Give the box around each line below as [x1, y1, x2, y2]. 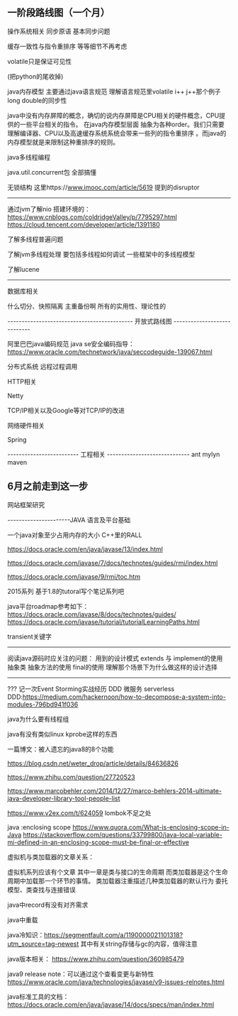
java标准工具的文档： [7, 992, 69, 1000]
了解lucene [7, 265, 40, 273]
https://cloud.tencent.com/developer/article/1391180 [7, 220, 161, 228]
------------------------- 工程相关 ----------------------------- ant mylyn [7, 450, 220, 458]
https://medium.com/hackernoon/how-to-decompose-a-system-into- [22, 692, 227, 701]
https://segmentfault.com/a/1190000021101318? [43, 930, 183, 939]
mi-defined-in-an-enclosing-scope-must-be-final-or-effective [7, 838, 190, 846]
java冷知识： [7, 930, 45, 939]
